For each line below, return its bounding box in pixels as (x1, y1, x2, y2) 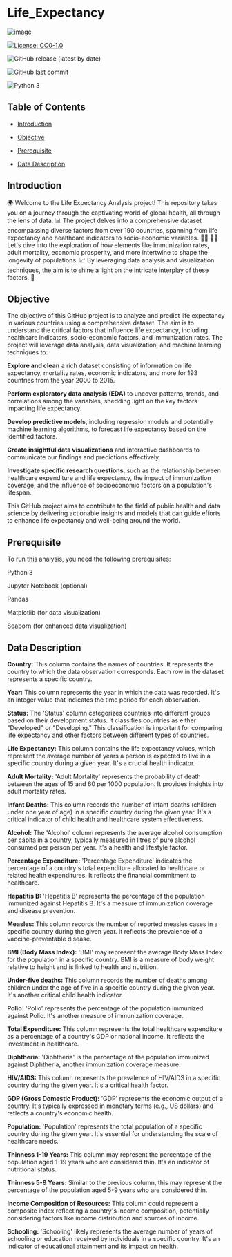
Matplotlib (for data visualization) (7, 608, 101, 617)
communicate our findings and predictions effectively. (7, 453, 161, 461)
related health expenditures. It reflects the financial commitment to (7, 872, 197, 879)
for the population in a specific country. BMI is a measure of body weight (7, 955, 215, 963)
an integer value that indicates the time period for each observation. (7, 695, 201, 704)
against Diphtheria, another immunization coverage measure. (7, 1060, 181, 1068)
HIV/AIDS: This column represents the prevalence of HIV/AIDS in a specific (7, 1074, 221, 1082)
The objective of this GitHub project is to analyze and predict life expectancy (7, 311, 225, 320)
